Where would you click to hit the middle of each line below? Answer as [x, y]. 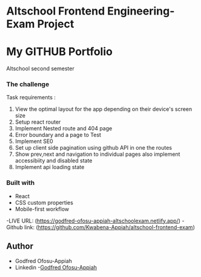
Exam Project [40, 24]
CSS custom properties [44, 202]
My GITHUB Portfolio [60, 52]
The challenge [28, 84]
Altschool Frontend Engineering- [91, 11]
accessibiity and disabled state [54, 161]
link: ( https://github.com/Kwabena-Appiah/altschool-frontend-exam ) [109, 227]
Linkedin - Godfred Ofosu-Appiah [56, 267]
